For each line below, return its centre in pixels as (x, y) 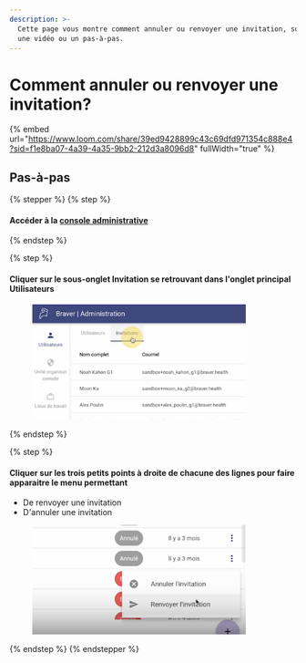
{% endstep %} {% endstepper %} (74, 648)
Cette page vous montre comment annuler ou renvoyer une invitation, (152, 29)
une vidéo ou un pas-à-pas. (71, 38)
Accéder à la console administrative (79, 220)
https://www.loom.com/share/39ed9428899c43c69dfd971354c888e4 (160, 139)
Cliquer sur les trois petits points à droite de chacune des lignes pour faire (152, 472)
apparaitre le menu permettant (69, 482)
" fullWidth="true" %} (235, 149)
